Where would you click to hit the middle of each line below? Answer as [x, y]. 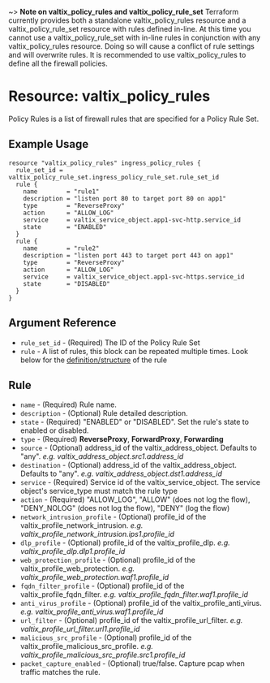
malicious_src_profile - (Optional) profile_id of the [106, 638]
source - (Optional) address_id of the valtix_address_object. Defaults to [138, 448]
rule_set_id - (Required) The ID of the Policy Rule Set [110, 342]
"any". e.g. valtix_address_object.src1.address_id [102, 456]
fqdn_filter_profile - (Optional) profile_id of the [102, 586]
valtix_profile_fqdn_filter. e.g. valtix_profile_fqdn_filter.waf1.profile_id [134, 594]
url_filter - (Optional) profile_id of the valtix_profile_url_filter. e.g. [131, 620]
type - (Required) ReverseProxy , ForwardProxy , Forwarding [122, 439]
